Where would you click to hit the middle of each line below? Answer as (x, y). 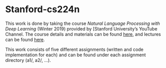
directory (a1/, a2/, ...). (28, 60)
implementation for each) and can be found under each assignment (76, 55)
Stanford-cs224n (43, 9)
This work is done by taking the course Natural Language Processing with (83, 23)
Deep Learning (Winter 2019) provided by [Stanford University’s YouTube (81, 28)
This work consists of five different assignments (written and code (74, 49)
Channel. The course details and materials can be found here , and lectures (83, 34)
